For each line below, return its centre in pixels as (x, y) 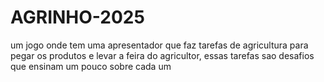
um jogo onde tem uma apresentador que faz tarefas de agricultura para (159, 45)
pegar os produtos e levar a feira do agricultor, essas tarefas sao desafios (162, 55)
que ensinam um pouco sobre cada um (91, 66)
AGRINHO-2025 (77, 17)
